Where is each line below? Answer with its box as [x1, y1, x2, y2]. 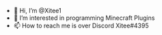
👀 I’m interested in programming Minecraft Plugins [13, 14, 155, 22]
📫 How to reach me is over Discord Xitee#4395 [13, 21, 149, 30]
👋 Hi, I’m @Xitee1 [13, 7, 62, 14]
